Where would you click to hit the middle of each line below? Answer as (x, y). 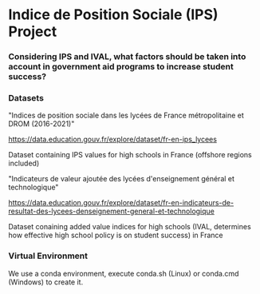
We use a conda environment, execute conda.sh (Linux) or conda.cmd (124, 273)
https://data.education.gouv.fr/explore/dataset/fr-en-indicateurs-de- (121, 203)
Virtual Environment (48, 256)
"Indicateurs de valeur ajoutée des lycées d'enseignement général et (122, 179)
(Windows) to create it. (46, 282)
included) (24, 163)
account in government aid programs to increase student (121, 67)
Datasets (26, 98)
